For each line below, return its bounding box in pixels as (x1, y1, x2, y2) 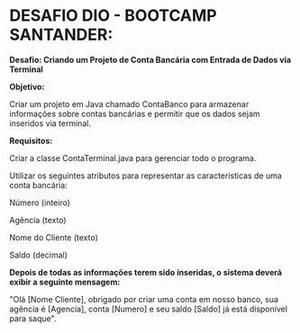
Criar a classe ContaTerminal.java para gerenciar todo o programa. (9, 152, 257, 163)
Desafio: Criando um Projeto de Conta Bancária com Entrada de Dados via (9, 54, 291, 65)
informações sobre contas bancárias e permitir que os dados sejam (9, 108, 260, 119)
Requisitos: (9, 135, 53, 146)
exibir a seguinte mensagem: (9, 276, 121, 287)
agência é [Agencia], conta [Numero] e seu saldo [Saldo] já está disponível (9, 303, 288, 314)
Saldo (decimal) (9, 249, 68, 260)
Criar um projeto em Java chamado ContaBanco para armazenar (9, 98, 250, 109)
